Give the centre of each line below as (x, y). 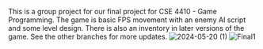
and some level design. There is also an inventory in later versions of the (126, 28)
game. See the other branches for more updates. (88, 36)
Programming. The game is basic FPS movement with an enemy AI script (127, 20)
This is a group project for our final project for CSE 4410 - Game (113, 11)
